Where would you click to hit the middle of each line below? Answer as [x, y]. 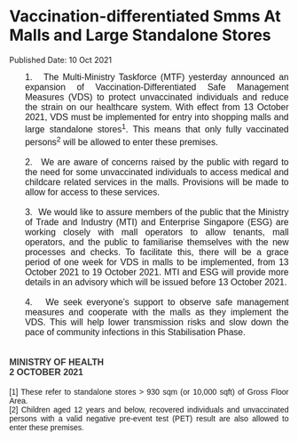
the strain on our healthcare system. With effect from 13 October [157, 107]
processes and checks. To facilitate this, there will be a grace [157, 252]
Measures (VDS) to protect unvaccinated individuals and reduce [157, 97]
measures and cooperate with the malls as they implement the [157, 312]
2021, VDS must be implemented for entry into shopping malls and [157, 116]
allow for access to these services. [93, 192]
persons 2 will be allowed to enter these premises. [122, 141]
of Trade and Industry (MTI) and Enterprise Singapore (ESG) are [157, 222]
